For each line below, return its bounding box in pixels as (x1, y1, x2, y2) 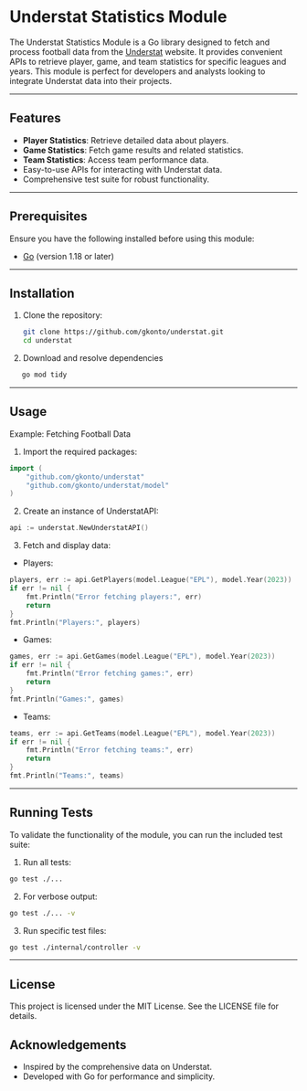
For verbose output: (22, 891, 98, 902)
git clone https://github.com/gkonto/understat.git (22, 327, 224, 337)
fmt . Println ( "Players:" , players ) (9, 618, 142, 627)
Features (9, 111, 61, 126)
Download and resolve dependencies (22, 353, 164, 364)
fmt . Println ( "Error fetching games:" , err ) (26, 669, 195, 678)
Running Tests (9, 805, 93, 821)
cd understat (22, 336, 73, 345)
